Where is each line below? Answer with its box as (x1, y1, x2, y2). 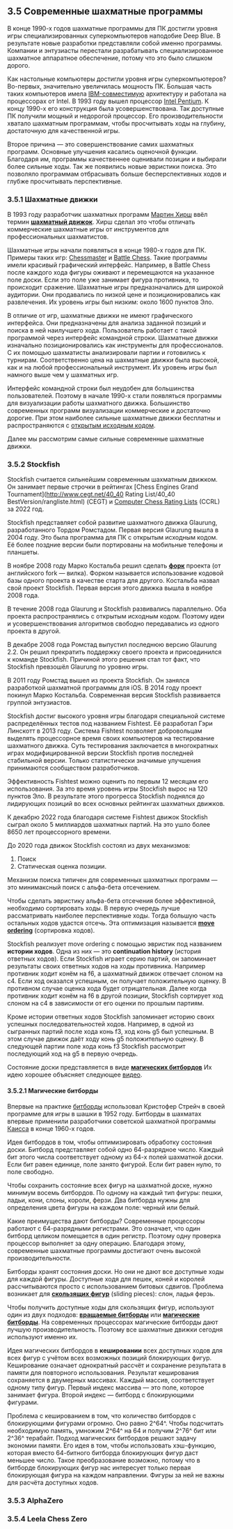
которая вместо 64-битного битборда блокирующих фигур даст (7, 1448, 198, 1456)
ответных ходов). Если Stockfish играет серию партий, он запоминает (7, 954, 217, 963)
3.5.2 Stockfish (7, 459, 61, 469)
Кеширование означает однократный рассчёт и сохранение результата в (7, 1361, 226, 1369)
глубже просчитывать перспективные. (7, 177, 123, 185)
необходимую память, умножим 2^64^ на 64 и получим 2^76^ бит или (7, 1426, 217, 1435)
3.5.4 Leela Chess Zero (7, 1514, 88, 1524)
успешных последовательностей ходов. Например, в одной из (7, 1020, 194, 1028)
